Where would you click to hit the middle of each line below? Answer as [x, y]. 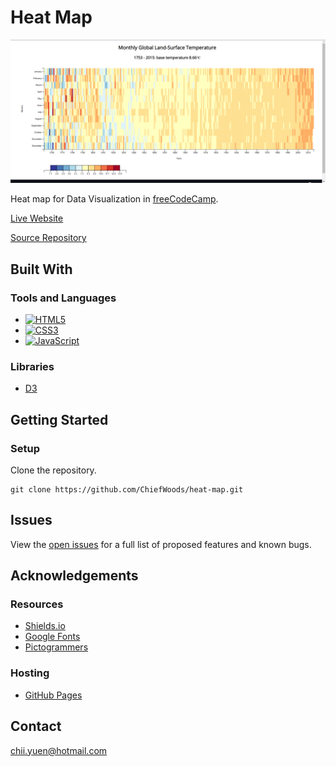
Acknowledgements [74, 576]
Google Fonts [52, 637]
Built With [41, 269]
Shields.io [45, 626]
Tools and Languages [63, 298]
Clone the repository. [53, 470]
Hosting [30, 673]
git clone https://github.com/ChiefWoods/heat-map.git [127, 489]
